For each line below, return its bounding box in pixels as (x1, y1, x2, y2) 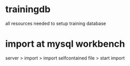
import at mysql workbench (5, 38, 125, 50)
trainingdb (5, 4, 51, 15)
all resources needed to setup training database (5, 20, 106, 26)
